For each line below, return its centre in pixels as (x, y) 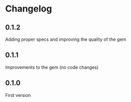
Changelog (29, 9)
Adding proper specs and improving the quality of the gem (66, 39)
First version (18, 95)
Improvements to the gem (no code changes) (52, 67)
